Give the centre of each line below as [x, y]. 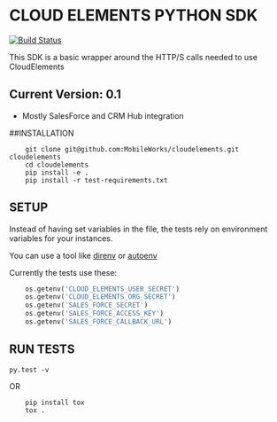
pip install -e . [57, 172]
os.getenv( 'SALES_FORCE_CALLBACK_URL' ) [99, 322]
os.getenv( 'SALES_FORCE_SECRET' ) [87, 305]
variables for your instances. [61, 238]
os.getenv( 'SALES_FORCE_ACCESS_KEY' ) [95, 314]
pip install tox [55, 402]
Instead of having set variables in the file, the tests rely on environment [138, 229]
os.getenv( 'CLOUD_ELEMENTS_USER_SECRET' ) [102, 289]
